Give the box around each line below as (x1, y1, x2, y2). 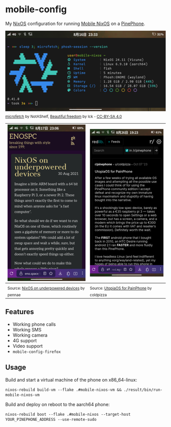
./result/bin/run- (124, 387, 163, 392)
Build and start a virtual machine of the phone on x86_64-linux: (5, 376, 137, 383)
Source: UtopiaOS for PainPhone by (90, 286, 152, 291)
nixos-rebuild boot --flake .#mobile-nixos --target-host (5, 412, 131, 417)
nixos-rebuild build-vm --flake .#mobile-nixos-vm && (5, 387, 122, 392)
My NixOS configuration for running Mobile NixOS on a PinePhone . (5, 20, 146, 27)
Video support (12, 343, 43, 349)
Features (5, 307, 34, 316)
